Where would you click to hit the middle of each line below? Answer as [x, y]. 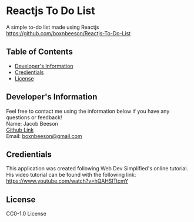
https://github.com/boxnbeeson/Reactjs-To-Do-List [68, 33]
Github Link [20, 130]
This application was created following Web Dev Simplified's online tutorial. [97, 169]
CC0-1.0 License [26, 214]
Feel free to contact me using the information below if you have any [88, 111]
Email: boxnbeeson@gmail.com [44, 136]
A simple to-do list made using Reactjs [53, 27]
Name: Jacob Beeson [32, 123]
